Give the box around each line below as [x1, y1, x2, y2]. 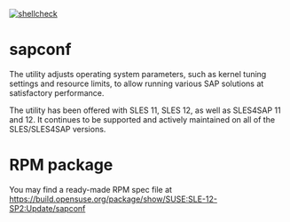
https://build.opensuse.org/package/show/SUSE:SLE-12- [9, 194, 217, 204]
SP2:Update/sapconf [9, 202, 86, 213]
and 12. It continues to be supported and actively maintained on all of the [9, 114, 276, 124]
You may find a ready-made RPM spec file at [9, 184, 173, 194]
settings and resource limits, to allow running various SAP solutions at [9, 78, 264, 89]
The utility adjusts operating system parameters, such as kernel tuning [9, 68, 267, 79]
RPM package [9, 155, 114, 175]
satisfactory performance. [9, 87, 105, 98]
